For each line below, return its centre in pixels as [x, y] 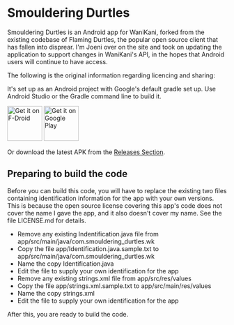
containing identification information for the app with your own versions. [111, 198]
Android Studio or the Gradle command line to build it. [84, 96]
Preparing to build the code [67, 174]
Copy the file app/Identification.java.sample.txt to [88, 248]
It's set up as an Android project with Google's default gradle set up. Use [112, 89]
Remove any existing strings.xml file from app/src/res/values [104, 278]
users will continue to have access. [57, 61]
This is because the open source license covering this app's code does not [115, 205]
